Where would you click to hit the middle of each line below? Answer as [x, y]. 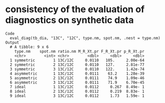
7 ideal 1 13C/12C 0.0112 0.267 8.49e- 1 [77, 87]
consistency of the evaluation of [75, 9]
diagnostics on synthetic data [70, 20]
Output [12, 42]
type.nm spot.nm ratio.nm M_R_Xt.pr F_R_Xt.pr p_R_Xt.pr [79, 51]
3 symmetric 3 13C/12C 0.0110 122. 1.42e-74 [77, 69]
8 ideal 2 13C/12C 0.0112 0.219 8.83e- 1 [77, 91]
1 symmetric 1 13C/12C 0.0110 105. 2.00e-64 [77, 60]
